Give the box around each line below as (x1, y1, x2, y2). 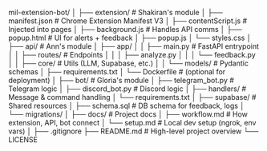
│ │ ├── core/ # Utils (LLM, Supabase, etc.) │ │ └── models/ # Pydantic (8, 58, 249, 68)
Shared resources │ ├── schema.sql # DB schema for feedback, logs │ (8, 101, 245, 110)
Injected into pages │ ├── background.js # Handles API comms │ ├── (8, 25, 242, 34)
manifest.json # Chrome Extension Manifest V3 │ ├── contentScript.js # (8, 16, 248, 26)
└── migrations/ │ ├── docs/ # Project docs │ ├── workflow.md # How (8, 109, 249, 119)
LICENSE (8, 135, 38, 144)
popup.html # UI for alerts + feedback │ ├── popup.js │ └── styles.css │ (8, 33, 252, 42)
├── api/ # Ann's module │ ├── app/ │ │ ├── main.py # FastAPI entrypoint (8, 42, 259, 51)
